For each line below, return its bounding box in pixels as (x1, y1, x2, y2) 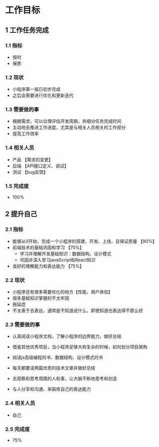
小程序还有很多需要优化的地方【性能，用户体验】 (12, 289, 113, 295)
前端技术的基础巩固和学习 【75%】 (12, 244, 84, 250)
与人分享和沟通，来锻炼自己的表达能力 (12, 386, 91, 392)
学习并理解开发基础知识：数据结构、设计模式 (19, 250, 112, 256)
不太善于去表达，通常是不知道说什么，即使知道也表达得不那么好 (12, 307, 143, 313)
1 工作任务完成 (5, 26, 49, 34)
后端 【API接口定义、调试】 (12, 162, 69, 169)
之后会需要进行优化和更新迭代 (12, 92, 74, 98)
